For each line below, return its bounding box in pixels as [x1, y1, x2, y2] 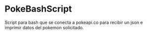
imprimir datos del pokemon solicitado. [4, 24, 84, 30]
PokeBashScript [4, 3, 72, 15]
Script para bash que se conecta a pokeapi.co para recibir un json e [4, 19, 143, 25]
